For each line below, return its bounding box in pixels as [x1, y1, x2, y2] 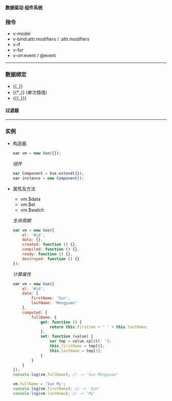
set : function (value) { [40, 334, 94, 339]
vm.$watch [20, 207, 45, 213]
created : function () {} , [22, 242, 78, 247]
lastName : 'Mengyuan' [31, 300, 78, 306]
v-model [12, 30, 31, 37]
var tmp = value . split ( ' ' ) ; [49, 339, 112, 344]
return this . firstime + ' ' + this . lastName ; [49, 324, 148, 330]
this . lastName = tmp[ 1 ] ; [49, 348, 103, 353]
